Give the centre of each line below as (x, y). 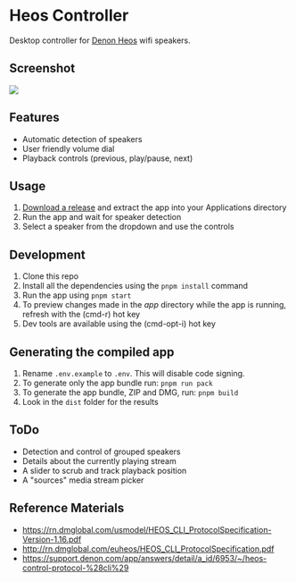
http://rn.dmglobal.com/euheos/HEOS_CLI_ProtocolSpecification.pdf (148, 548)
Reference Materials (67, 508)
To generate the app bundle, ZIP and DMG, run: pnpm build (130, 392)
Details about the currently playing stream (99, 460)
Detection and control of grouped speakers (101, 451)
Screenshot (42, 68)
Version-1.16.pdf (52, 539)
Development (48, 254)
